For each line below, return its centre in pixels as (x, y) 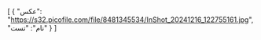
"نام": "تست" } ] (32, 28)
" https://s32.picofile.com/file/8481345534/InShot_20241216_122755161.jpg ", (130, 20)
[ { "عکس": (25, 11)
